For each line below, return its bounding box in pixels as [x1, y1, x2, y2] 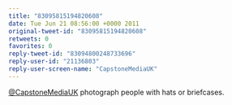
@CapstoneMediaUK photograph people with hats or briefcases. [8, 87, 225, 97]
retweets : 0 [8, 34, 49, 43]
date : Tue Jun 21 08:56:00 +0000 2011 [8, 20, 140, 28]
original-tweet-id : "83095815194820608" [8, 27, 148, 35]
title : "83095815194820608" [8, 11, 104, 20]
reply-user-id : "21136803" [8, 58, 100, 66]
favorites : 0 [8, 42, 53, 50]
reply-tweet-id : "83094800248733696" [8, 50, 136, 58]
